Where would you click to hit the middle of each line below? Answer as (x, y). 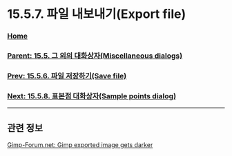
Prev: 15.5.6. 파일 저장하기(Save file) (67, 76)
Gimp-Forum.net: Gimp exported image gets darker (80, 145)
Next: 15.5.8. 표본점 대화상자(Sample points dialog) (92, 96)
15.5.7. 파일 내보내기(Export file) (97, 14)
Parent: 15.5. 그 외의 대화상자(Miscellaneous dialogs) (95, 56)
